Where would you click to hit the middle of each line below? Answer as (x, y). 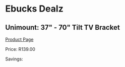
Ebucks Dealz (35, 9)
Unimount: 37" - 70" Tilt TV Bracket (62, 27)
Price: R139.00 (20, 49)
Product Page (19, 39)
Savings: (14, 59)
